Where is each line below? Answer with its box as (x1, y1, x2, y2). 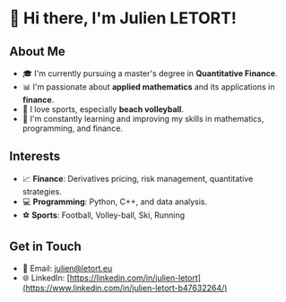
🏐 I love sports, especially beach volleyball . (22, 104, 184, 115)
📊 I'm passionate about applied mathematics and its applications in (22, 82, 275, 92)
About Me (9, 44, 65, 59)
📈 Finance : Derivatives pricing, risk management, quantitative (22, 173, 254, 184)
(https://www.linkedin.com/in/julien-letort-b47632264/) (22, 282, 228, 293)
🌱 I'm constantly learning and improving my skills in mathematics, (22, 114, 264, 124)
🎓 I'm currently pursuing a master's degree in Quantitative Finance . (22, 68, 278, 79)
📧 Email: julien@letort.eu (22, 263, 113, 273)
